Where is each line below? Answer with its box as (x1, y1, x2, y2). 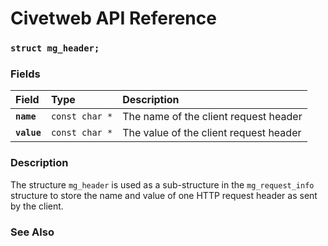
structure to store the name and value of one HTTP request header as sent (10, 189, 318, 201)
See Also (10, 225, 55, 239)
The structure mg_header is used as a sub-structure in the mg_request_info (10, 178, 315, 191)
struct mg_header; (10, 43, 100, 54)
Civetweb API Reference (10, 7, 217, 30)
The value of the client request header (122, 126, 302, 140)
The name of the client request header (122, 110, 303, 124)
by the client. (10, 200, 64, 212)
